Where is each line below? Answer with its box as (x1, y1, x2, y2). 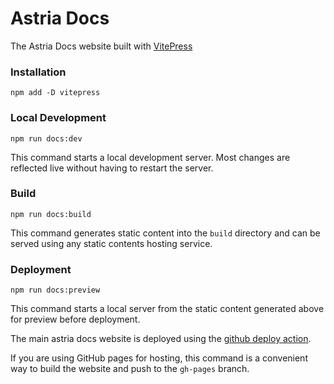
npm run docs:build (10, 209, 92, 219)
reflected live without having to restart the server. (10, 162, 214, 174)
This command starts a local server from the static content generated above (10, 303, 325, 315)
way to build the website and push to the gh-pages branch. (10, 363, 250, 375)
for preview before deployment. (10, 313, 141, 326)
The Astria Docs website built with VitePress (10, 40, 193, 52)
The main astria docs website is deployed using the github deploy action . (10, 333, 312, 345)
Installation (10, 65, 67, 79)
